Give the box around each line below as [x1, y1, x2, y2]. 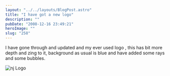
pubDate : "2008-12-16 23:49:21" [5, 21, 74, 27]
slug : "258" [5, 31, 30, 36]
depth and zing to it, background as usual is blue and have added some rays [5, 50, 165, 56]
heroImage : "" [5, 26, 36, 31]
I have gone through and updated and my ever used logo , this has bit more [5, 45, 162, 50]
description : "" [5, 17, 40, 22]
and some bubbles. [5, 55, 46, 61]
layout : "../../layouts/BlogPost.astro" [5, 7, 92, 13]
